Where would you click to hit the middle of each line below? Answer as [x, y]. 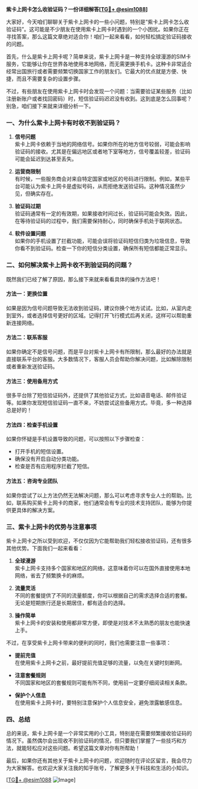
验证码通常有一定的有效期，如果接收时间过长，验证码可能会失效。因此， [102, 214]
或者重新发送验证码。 [32, 366]
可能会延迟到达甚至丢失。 [46, 159]
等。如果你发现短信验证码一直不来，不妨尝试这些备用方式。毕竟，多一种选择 [99, 403]
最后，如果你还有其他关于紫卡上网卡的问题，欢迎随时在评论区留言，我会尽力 [99, 761]
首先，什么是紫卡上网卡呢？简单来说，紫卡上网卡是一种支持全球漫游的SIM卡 [99, 56]
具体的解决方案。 [37, 510]
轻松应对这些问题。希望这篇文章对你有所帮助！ [83, 748]
